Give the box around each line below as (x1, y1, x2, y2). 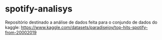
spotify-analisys (5, 3, 73, 14)
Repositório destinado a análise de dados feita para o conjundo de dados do (5, 19, 158, 25)
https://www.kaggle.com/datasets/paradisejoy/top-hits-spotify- (21, 24, 148, 30)
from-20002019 (5, 29, 37, 35)
